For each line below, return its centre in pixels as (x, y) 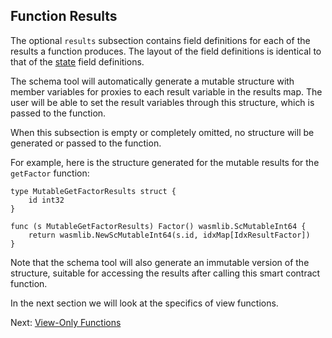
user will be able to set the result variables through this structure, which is (162, 102)
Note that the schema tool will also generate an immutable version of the (160, 262)
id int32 (46, 200)
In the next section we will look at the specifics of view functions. (144, 303)
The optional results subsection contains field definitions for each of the (160, 40)
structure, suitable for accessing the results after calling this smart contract (165, 273)
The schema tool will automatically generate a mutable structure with (152, 81)
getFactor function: (50, 173)
